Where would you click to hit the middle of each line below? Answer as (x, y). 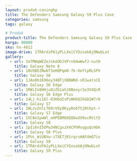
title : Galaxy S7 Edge (38, 113)
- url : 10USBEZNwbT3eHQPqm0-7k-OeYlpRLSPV (55, 71)
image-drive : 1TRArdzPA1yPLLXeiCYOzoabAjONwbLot (57, 52)
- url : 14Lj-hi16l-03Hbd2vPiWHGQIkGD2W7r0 (55, 99)
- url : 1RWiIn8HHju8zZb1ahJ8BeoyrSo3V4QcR (55, 90)
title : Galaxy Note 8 (37, 66)
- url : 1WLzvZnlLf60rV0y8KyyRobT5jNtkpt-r (55, 109)
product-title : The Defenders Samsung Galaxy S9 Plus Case (69, 38)
